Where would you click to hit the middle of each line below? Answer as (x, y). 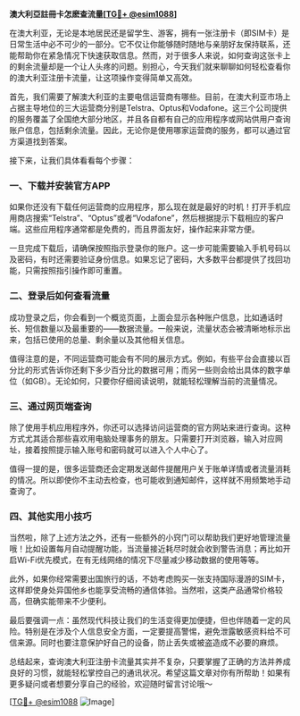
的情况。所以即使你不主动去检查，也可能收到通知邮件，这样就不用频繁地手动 (150, 480)
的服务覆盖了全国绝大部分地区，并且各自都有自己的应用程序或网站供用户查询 (150, 119)
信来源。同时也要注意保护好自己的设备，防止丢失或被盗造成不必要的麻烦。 (146, 643)
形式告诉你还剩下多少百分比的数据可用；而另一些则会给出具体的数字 (158, 369)
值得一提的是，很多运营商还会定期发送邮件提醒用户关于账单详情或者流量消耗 (150, 468)
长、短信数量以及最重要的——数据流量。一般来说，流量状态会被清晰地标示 (146, 328)
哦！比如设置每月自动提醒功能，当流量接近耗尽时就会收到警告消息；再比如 (146, 549)
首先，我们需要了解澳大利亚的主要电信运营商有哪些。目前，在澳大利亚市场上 (150, 97)
